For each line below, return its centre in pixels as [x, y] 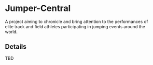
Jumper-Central [38, 8]
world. [11, 32]
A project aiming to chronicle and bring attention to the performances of [76, 22]
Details [16, 47]
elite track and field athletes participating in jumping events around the [75, 26]
